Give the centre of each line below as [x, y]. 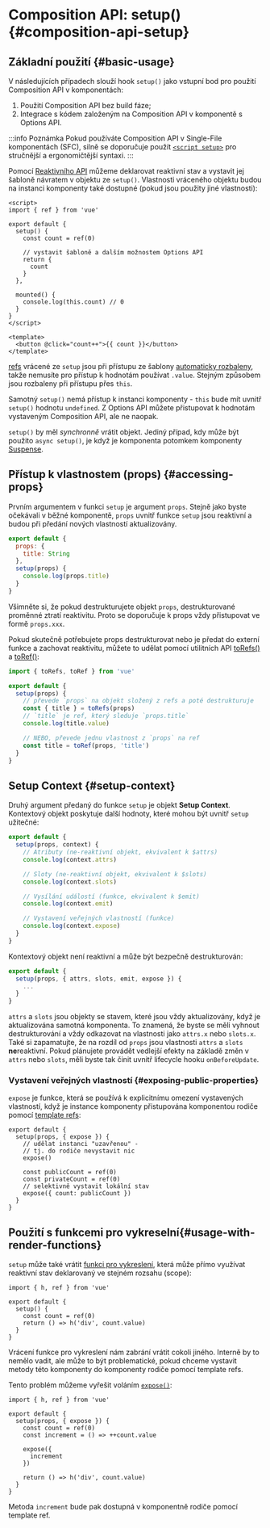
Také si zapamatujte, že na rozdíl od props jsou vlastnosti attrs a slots [126, 1043]
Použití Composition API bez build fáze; [85, 105]
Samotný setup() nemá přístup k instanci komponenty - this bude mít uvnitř [135, 399]
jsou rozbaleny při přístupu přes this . [71, 384]
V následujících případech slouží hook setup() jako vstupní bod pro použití [132, 81]
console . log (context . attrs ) [70, 859]
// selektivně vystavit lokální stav [86, 1186]
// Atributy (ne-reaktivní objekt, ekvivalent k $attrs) [120, 852]
